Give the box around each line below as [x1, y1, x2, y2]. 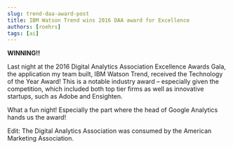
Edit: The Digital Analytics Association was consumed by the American [7, 127, 212, 135]
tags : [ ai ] [7, 29, 39, 37]
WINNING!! [7, 49, 41, 57]
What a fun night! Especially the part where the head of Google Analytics [7, 106, 218, 114]
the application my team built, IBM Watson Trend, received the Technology [7, 70, 223, 78]
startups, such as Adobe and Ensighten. [7, 92, 123, 101]
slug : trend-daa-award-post [7, 10, 90, 17]
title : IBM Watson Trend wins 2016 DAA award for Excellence [7, 17, 190, 24]
